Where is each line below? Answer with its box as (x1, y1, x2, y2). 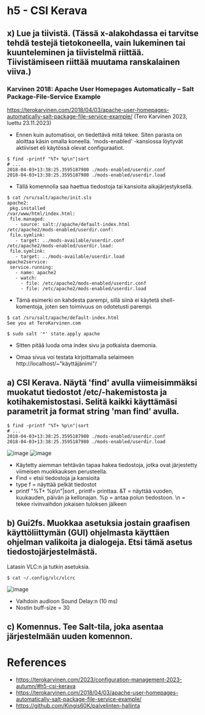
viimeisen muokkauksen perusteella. (15, 468, 108, 475)
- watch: (15, 275, 37, 281)
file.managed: (9, 215, 46, 222)
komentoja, (15, 302, 45, 310)
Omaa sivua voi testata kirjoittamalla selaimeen (15, 353, 134, 361)
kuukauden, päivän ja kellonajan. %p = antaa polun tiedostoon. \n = (15, 493, 185, 501)
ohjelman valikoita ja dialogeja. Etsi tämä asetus (7, 537, 193, 548)
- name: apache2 (15, 269, 57, 275)
